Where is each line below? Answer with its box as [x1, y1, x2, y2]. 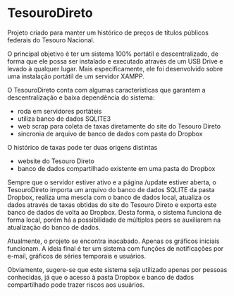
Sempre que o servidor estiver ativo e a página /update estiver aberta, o [7, 178, 216, 187]
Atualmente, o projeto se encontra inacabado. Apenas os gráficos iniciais [7, 237, 220, 245]
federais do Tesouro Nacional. [7, 35, 95, 44]
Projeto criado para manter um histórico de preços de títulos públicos [7, 28, 209, 37]
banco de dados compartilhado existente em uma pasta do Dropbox [17, 164, 216, 172]
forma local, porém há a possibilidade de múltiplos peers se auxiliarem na [7, 215, 221, 224]
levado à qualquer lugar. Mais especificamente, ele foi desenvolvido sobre [7, 64, 223, 73]
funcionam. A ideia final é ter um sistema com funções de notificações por [7, 244, 224, 252]
